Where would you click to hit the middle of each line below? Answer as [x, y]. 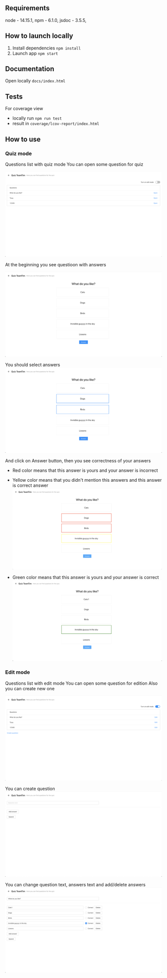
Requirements [27, 8]
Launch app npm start [35, 53]
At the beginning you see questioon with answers [56, 264]
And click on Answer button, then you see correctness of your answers [78, 461]
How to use [23, 139]
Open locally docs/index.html [35, 81]
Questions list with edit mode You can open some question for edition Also [82, 683]
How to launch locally [39, 36]
